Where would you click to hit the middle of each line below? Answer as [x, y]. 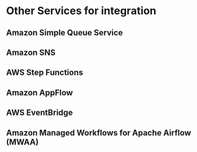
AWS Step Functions [45, 73]
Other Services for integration [81, 11]
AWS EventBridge [40, 113]
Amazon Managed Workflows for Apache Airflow [98, 133]
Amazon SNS [31, 52]
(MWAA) [22, 142]
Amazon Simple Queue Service [64, 33]
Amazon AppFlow [40, 92]
